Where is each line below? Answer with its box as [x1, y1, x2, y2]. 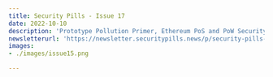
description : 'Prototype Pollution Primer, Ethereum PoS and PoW [8, 27, 234, 35]
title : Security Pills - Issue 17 [8, 11, 126, 20]
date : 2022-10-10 [8, 19, 67, 28]
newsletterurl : [8, 34, 60, 43]
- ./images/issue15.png [8, 49, 89, 58]
